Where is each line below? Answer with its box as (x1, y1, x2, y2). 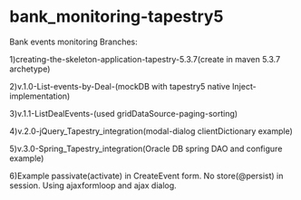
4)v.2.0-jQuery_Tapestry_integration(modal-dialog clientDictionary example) (9, 125, 293, 137)
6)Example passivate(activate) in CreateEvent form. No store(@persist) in (9, 170, 284, 181)
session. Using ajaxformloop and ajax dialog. (9, 179, 177, 191)
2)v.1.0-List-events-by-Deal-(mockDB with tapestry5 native (9, 81, 231, 91)
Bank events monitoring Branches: (9, 36, 138, 47)
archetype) (9, 63, 51, 74)
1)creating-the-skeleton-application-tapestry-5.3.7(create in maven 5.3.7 (9, 53, 281, 64)
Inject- (232, 81, 257, 91)
